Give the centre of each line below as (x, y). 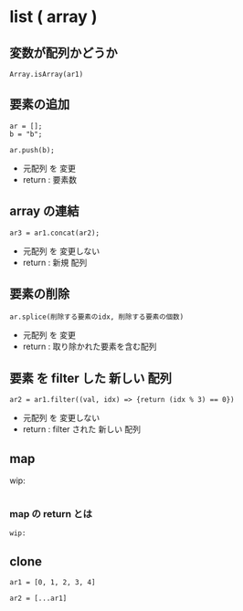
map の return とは (51, 513)
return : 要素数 (50, 179)
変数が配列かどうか (63, 53)
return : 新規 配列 (55, 262)
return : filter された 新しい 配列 (82, 429)
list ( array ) (53, 17)
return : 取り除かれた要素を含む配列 (90, 347)
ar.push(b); (32, 150)
